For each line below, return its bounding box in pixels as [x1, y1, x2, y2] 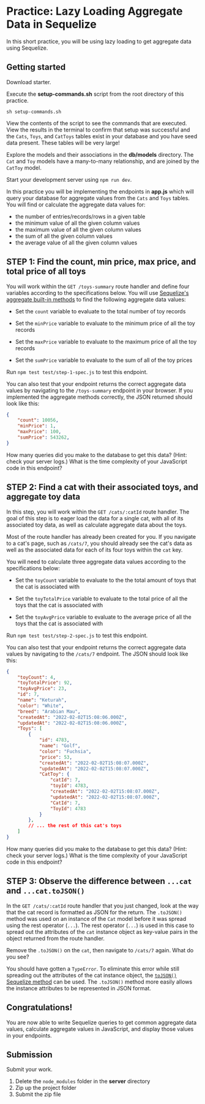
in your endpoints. [6, 1032, 52, 1039]
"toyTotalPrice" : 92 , [17, 680, 72, 686]
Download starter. [6, 78, 51, 85]
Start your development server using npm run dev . [6, 176, 132, 183]
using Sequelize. [6, 44, 48, 52]
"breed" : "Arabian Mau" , [17, 708, 81, 714]
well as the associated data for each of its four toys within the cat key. [6, 546, 183, 554]
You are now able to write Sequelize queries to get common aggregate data [6, 1019, 197, 1026]
